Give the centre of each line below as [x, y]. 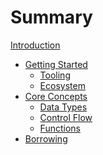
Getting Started [56, 64]
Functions [60, 128]
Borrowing [46, 138]
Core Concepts [56, 96]
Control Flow [66, 117]
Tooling [55, 75]
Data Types [63, 107]
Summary [51, 17]
